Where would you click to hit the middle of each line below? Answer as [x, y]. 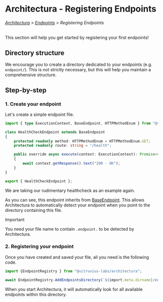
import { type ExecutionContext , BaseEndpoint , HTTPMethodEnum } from [78, 123]
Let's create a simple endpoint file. [40, 114]
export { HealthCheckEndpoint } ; [39, 181]
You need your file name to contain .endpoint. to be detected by [70, 229]
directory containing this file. [34, 210]
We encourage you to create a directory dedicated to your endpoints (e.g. [79, 64]
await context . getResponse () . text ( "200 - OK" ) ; [71, 163]
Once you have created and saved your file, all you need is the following [77, 257]
